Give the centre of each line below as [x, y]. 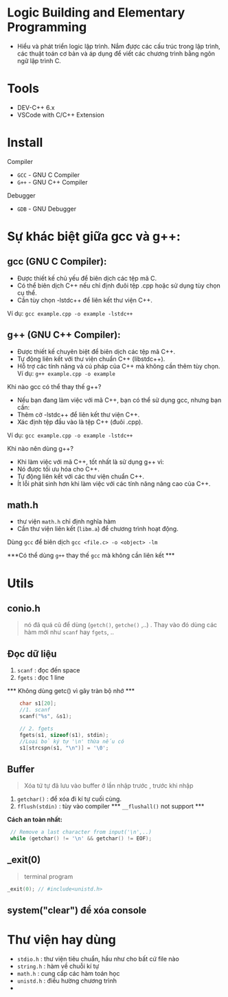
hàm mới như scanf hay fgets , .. [69, 632]
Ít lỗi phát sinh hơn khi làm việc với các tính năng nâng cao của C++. [114, 483]
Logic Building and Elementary [96, 13]
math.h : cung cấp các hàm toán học [68, 973]
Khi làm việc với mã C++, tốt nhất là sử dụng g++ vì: [91, 462]
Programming [47, 27]
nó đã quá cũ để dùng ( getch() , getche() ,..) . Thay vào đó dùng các [121, 625]
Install [25, 143]
